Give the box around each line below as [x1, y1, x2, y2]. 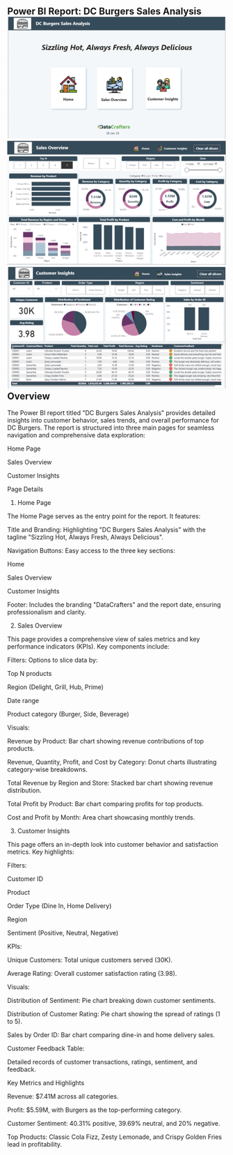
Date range [7, 696, 40, 704]
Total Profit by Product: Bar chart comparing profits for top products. [7, 799, 204, 808]
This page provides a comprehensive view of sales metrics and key [7, 635, 200, 643]
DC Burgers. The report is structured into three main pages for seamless [7, 423, 214, 432]
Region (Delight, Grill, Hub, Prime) [7, 683, 104, 691]
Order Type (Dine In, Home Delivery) [7, 901, 112, 909]
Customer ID [7, 875, 44, 883]
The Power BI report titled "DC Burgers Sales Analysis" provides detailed [7, 408, 216, 417]
